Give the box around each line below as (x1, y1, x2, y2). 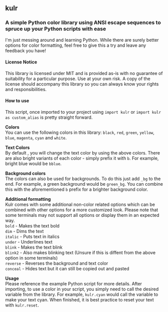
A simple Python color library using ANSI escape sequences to (5, 19, 161, 26)
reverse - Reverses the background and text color (5, 260, 108, 266)
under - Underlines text (5, 239, 53, 245)
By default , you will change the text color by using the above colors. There (5, 150, 160, 156)
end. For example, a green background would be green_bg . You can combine (5, 181, 163, 187)
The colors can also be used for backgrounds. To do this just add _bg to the (5, 176, 161, 182)
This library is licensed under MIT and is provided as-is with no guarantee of (5, 70, 163, 76)
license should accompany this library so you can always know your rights (5, 81, 159, 87)
